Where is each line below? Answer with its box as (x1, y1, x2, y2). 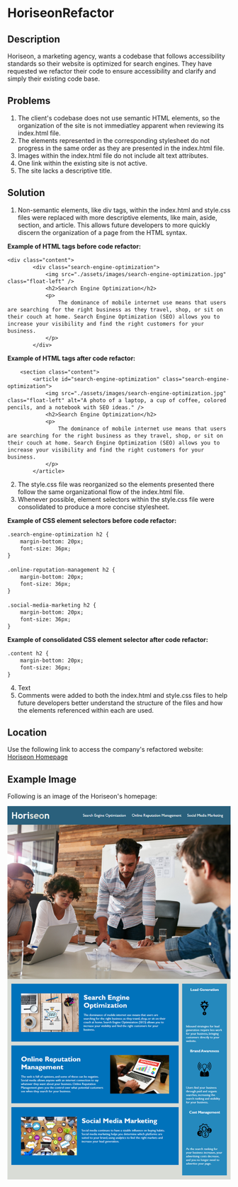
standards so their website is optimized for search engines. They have (7, 59, 212, 68)
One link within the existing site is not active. (17, 159, 147, 167)
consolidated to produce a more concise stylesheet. (17, 503, 170, 511)
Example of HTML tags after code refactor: (7, 354, 136, 362)
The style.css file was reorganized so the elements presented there (17, 480, 215, 488)
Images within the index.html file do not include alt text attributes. (17, 151, 209, 160)
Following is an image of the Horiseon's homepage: (7, 792, 157, 801)
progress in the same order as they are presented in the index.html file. (17, 144, 225, 152)
